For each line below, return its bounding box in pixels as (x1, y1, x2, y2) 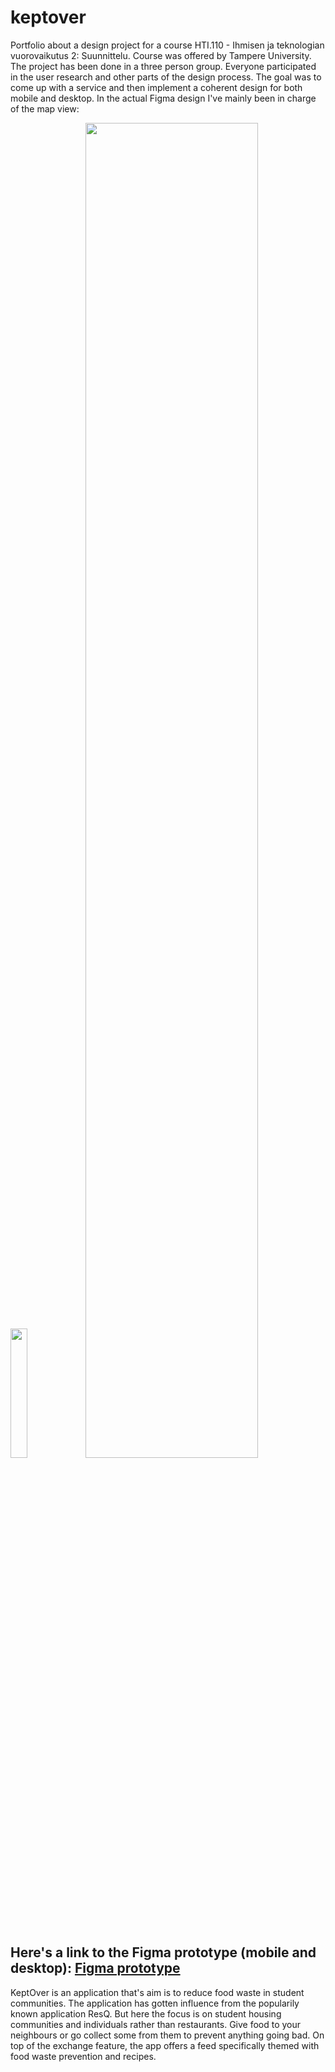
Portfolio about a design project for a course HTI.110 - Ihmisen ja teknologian (10, 39, 325, 51)
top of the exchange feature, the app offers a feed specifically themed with (10, 2039, 320, 2051)
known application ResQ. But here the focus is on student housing (10, 2007, 282, 2020)
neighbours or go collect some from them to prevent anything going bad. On (10, 2029, 325, 2041)
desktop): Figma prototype (10, 1960, 181, 1977)
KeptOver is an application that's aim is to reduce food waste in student (10, 1986, 305, 1998)
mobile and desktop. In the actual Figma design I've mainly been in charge (10, 92, 317, 104)
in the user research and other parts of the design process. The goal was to (10, 71, 322, 83)
